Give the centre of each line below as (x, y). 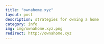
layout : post (19, 15)
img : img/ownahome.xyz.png (34, 29)
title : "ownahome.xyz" (29, 10)
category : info (21, 24)
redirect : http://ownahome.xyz (38, 33)
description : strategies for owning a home (52, 19)
